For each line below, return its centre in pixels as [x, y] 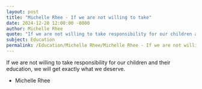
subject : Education [31, 40]
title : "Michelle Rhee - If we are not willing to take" [79, 17]
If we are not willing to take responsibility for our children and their [88, 62]
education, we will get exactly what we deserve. [66, 69]
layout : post [23, 12]
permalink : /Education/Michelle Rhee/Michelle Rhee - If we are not [94, 46]
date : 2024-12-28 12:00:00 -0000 [48, 23]
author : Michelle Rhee [35, 29]
